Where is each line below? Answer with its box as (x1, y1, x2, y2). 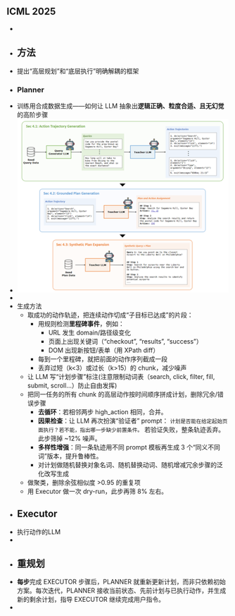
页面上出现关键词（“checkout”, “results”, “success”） (48, 337, 203, 345)
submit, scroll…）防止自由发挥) (27, 381, 118, 389)
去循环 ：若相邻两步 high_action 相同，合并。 (37, 407, 167, 416)
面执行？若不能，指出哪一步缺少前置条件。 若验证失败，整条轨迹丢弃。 (37, 425, 225, 433)
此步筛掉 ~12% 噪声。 (37, 434, 101, 442)
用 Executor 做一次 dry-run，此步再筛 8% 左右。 (27, 487, 168, 495)
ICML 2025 (6, 6, 56, 18)
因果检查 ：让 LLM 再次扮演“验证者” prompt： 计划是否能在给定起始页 (37, 416, 228, 425)
